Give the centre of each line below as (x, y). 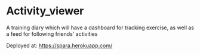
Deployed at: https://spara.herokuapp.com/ (59, 45)
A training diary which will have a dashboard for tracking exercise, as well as (100, 27)
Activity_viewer (45, 11)
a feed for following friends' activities (52, 33)
